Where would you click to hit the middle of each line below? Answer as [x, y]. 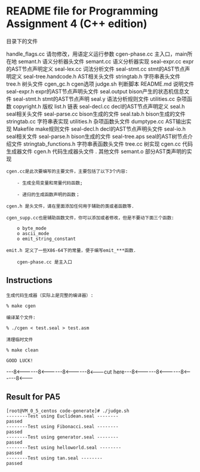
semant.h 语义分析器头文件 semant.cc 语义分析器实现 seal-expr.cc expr [106, 61]
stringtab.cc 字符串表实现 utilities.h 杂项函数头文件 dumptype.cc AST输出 [96, 121]
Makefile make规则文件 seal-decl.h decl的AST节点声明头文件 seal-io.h [99, 129]
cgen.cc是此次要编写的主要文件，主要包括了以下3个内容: [67, 171]
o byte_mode [32, 228]
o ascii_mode [33, 233]
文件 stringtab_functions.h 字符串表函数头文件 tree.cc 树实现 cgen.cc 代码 [102, 144]
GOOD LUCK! [20, 360]
